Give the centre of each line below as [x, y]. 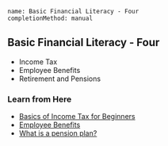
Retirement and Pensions [59, 79]
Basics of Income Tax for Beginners [77, 117]
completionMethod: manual [50, 18]
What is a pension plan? [58, 133]
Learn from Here [40, 99]
